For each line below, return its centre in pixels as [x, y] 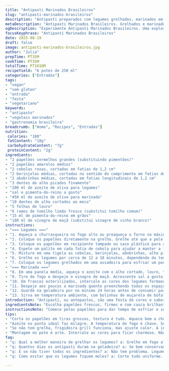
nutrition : [17, 131]
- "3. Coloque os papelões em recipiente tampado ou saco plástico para [83, 244]
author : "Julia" [22, 52]
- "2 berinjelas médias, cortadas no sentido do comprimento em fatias [82, 174]
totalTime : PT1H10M [26, 66]
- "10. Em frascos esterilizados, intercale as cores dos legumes [76, 281]
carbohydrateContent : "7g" [36, 146]
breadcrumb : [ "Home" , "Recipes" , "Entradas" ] [54, 127]
